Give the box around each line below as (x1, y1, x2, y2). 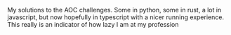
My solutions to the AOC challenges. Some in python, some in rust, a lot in (7, 6, 222, 14)
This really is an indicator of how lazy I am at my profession (7, 21, 179, 28)
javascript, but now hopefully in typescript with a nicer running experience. (7, 13, 225, 21)
